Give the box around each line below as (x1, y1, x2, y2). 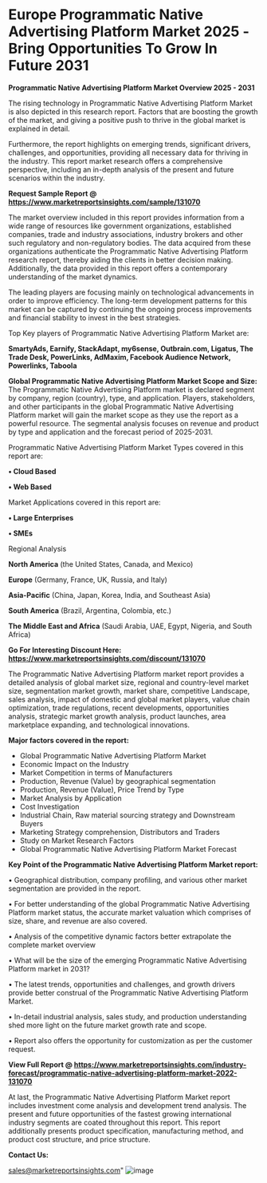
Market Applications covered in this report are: (8, 497, 161, 507)
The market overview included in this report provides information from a (8, 212, 245, 222)
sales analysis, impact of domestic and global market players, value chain (8, 694, 250, 704)
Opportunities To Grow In (47, 40, 218, 57)
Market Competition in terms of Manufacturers (19, 768, 173, 777)
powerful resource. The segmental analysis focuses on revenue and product (8, 418, 259, 428)
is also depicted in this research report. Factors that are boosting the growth (8, 106, 258, 117)
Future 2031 (8, 57, 89, 75)
